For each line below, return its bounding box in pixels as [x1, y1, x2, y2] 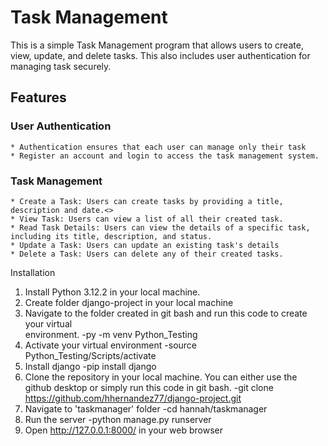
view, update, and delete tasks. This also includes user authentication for [10, 49, 311, 61]
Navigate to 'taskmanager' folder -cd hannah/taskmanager [24, 402, 268, 415]
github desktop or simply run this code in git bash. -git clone [24, 381, 274, 393]
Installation [10, 266, 56, 278]
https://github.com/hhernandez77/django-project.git [24, 392, 242, 404]
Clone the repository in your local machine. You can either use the [24, 371, 298, 383]
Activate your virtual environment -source [24, 339, 198, 351]
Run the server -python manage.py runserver [24, 413, 212, 425]
